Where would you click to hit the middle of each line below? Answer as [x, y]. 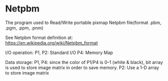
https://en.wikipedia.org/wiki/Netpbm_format [51, 42]
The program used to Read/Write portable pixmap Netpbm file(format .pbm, [83, 22]
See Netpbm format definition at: [39, 37]
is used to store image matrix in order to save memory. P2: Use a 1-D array [82, 67]
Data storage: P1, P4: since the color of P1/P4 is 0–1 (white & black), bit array [84, 62]
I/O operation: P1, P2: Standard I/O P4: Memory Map [59, 52]
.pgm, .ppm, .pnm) [24, 27]
